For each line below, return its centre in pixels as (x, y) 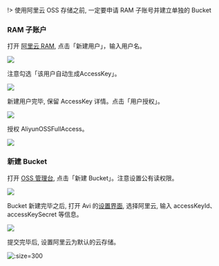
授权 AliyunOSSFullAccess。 (48, 129)
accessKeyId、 (195, 205)
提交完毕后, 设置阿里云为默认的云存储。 (63, 242)
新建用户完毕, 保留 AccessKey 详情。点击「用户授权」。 (86, 102)
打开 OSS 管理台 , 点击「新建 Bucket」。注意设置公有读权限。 (93, 178)
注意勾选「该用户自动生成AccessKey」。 (64, 74)
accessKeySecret (32, 214)
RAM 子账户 (27, 30)
